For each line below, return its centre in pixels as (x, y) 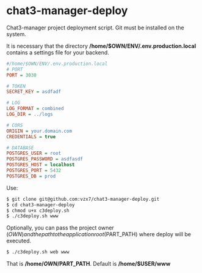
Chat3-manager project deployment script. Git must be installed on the (95, 28)
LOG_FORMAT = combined (35, 109)
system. (16, 34)
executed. (19, 241)
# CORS (15, 125)
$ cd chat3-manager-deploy (41, 205)
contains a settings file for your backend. (58, 52)
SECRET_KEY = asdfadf (34, 92)
